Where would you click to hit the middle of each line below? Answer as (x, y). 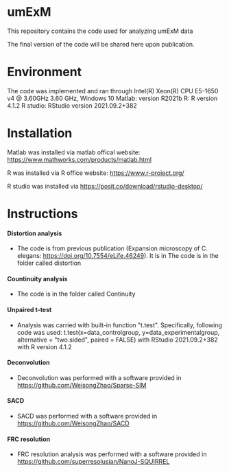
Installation (40, 133)
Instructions (43, 214)
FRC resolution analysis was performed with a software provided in (112, 454)
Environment (45, 72)
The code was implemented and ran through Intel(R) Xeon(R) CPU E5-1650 (113, 91)
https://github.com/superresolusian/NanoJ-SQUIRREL (93, 462)
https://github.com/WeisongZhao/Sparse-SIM (82, 385)
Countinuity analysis (37, 279)
